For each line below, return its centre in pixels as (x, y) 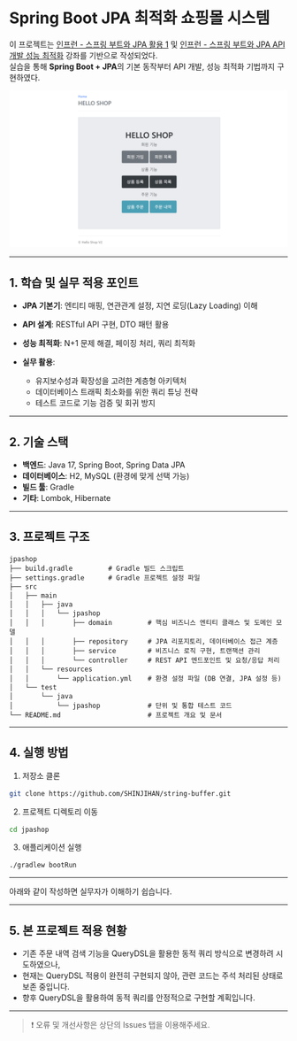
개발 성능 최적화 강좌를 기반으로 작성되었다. (84, 55)
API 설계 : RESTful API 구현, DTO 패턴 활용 (95, 325)
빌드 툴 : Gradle (48, 487)
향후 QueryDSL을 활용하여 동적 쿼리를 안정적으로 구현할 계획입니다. (138, 998)
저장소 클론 (41, 775)
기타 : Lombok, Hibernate (66, 498)
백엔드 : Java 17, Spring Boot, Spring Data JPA (103, 465)
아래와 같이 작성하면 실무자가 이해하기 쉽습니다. (91, 891)
